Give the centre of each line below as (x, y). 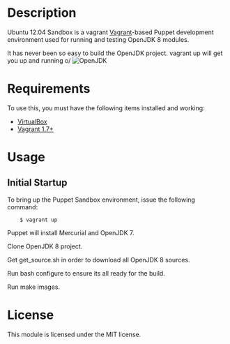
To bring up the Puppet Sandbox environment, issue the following (101, 200)
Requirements (49, 89)
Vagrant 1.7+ (35, 129)
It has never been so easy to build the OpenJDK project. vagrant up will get (115, 53)
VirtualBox (32, 121)
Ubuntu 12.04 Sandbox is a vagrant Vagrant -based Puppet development (110, 32)
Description (42, 13)
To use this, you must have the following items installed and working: (106, 108)
